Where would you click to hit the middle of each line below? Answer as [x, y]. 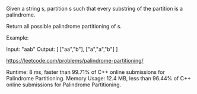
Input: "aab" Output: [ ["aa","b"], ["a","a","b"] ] [62, 49]
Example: [18, 38]
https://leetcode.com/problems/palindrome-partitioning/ [75, 61]
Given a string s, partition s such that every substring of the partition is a [94, 9]
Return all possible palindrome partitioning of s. [64, 26]
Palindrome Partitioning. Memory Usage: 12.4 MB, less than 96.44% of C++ [99, 78]
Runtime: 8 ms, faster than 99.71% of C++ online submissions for [85, 72]
